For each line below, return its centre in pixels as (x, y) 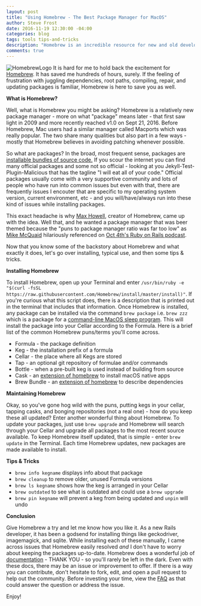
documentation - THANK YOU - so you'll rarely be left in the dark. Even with (100, 559)
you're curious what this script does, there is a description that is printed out (100, 300)
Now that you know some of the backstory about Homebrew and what (93, 246)
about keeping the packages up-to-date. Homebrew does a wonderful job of (100, 553)
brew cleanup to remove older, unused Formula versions (83, 479)
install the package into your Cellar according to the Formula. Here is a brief (100, 325)
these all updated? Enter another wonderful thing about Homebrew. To (93, 418)
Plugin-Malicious (27, 172)
